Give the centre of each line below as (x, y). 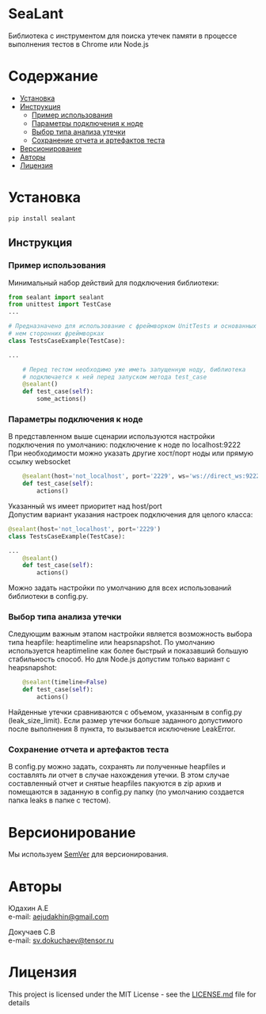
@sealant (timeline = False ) (65, 682)
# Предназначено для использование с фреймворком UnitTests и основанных (133, 326)
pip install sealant (42, 219)
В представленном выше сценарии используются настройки (112, 436)
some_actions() (62, 399)
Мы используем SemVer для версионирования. (88, 854)
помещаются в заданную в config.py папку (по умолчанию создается (126, 792)
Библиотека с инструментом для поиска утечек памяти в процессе (123, 36)
